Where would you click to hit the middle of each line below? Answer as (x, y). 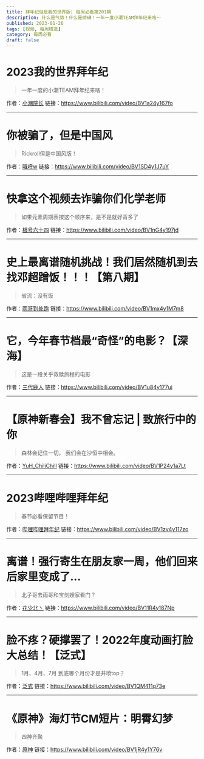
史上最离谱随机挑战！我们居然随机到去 (102, 263)
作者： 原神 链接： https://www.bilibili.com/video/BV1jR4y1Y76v (84, 750)
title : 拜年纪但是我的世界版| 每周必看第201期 (59, 12)
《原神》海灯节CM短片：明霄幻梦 (90, 719)
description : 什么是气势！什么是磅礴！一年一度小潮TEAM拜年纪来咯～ (84, 18)
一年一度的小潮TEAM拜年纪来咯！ (63, 90)
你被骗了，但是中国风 (60, 136)
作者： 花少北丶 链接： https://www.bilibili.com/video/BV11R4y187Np (90, 608)
